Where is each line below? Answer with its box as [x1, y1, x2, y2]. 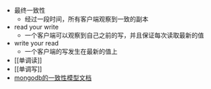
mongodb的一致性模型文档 [13, 74, 92, 82]
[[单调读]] [13, 56, 42, 64]
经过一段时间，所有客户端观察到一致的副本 [24, 15, 149, 23]
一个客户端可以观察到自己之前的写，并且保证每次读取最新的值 [24, 31, 205, 39]
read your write [13, 23, 59, 31]
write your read [13, 39, 59, 47]
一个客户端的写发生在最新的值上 [24, 48, 118, 55]
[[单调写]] [13, 65, 42, 73]
